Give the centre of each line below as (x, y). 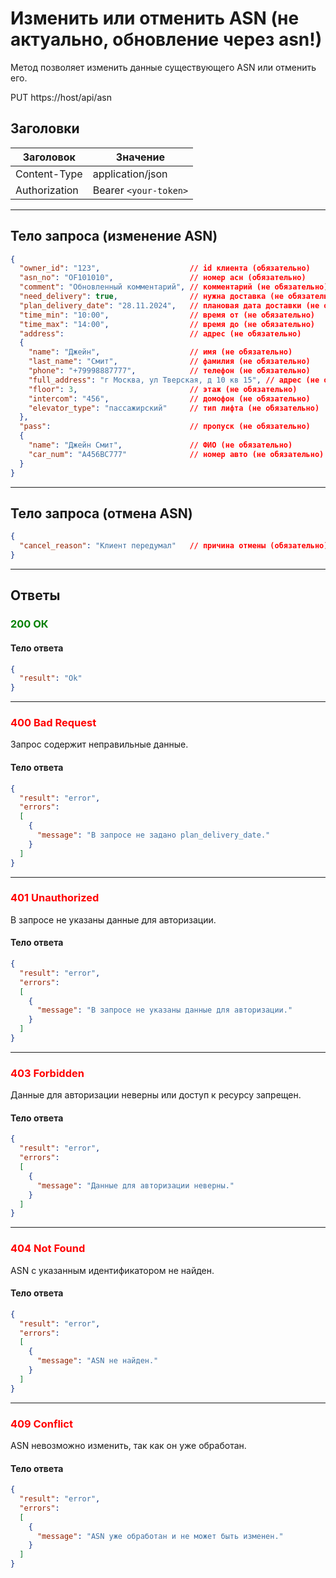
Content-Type (49, 174)
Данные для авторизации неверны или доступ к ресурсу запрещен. (156, 1095)
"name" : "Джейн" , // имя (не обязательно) (160, 352)
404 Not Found (48, 1249)
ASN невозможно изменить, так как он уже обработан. (128, 1445)
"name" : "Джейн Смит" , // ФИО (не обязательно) (160, 445)
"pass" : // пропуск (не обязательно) (165, 427)
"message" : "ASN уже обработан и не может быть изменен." (160, 1536)
